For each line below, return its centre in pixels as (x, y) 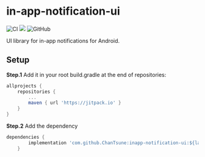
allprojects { (24, 86)
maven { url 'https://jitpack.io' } (75, 103)
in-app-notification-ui (63, 11)
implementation (48, 143)
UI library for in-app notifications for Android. (63, 40)
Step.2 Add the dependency (42, 126)
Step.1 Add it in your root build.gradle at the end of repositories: (86, 75)
